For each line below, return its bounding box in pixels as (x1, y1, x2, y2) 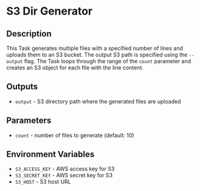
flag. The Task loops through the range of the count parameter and (24, 58, 191, 64)
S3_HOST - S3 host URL (15, 178, 71, 186)
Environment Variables (6, 149, 95, 159)
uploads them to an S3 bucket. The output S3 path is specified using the (6, 51, 188, 58)
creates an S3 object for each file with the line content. (6, 64, 144, 71)
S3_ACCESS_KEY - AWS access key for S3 (15, 165, 115, 173)
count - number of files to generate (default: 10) (15, 131, 134, 139)
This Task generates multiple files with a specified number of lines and (6, 44, 184, 52)
